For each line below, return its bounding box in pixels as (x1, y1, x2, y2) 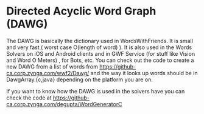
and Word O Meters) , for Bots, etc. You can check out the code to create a (6, 56, 194, 64)
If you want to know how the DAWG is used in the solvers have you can (6, 87, 185, 95)
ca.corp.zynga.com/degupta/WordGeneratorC (6, 100, 122, 107)
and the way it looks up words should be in (90, 69, 198, 76)
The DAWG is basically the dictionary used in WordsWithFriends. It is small (6, 37, 194, 44)
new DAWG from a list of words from (6, 62, 99, 70)
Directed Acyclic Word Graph (6, 4, 157, 18)
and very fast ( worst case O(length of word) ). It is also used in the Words (6, 44, 192, 51)
